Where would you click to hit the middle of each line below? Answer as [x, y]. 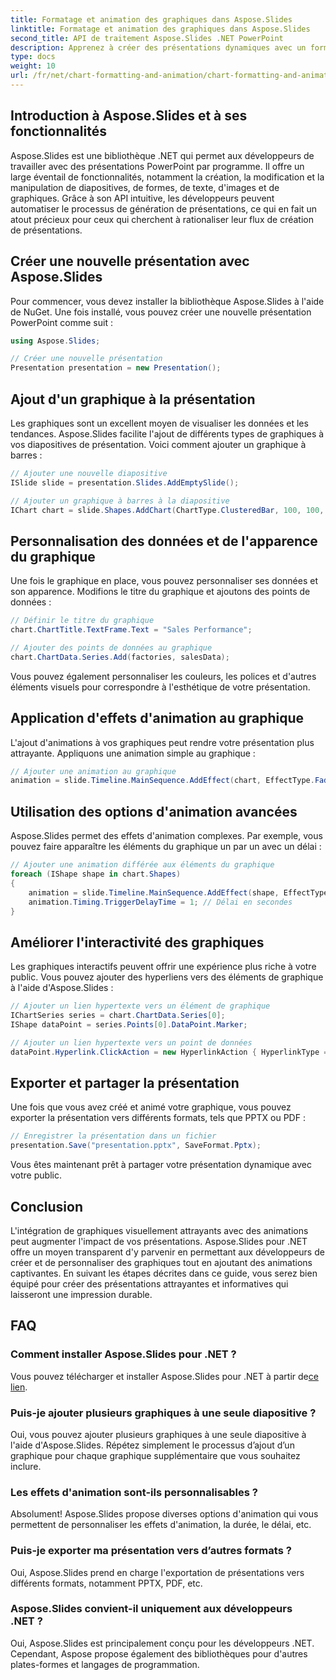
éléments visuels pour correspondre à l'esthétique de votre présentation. [160, 687]
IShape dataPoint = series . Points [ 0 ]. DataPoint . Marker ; [129, 1024]
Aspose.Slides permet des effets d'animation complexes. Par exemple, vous [166, 836]
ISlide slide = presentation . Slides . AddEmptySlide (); [125, 482]
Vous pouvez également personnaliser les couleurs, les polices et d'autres [163, 676]
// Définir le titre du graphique [82, 621]
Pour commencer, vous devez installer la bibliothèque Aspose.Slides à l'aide [167, 301]
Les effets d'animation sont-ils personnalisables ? [134, 1492]
